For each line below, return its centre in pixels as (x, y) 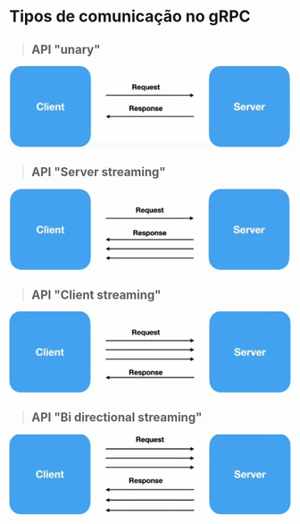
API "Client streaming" (96, 296)
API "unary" (66, 50)
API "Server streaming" (99, 172)
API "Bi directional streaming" (117, 418)
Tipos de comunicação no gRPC (130, 17)
